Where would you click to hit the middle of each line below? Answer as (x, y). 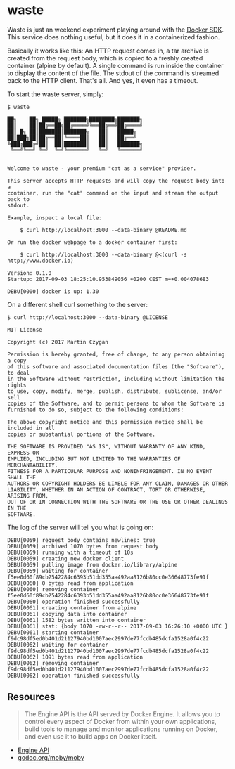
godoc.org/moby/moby (51, 757)
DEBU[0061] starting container (53, 632)
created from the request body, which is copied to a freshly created (105, 58)
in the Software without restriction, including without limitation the (116, 379)
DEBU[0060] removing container (53, 589)
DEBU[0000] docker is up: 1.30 (53, 291)
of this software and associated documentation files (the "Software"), (116, 367)
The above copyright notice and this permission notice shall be (105, 422)
